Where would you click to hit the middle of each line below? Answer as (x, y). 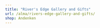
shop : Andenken (21, 18)
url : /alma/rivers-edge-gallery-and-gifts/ (50, 14)
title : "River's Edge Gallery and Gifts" (48, 9)
